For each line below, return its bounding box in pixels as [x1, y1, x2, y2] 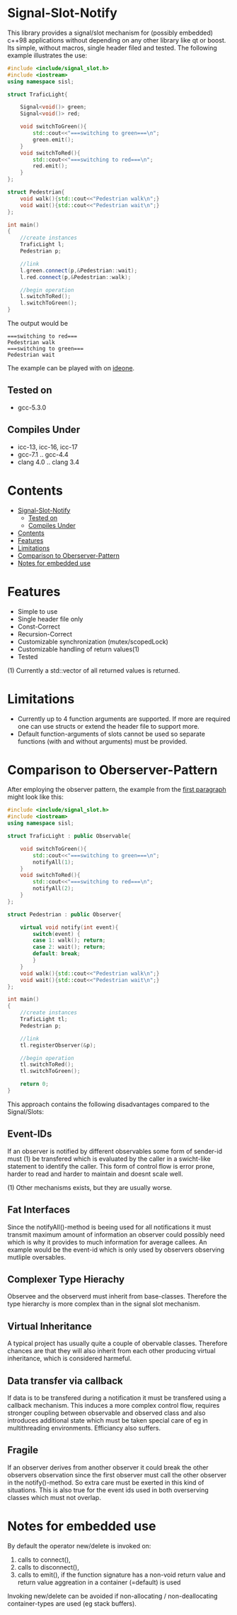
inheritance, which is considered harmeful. [7, 1354, 132, 1363]
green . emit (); [33, 136, 74, 143]
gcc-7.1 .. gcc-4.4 [17, 450, 69, 458]
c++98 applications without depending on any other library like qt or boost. [7, 35, 226, 44]
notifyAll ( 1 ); [33, 859, 74, 866]
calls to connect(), [17, 1555, 71, 1564]
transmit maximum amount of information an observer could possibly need [7, 1230, 225, 1239]
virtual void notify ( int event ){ [20, 924, 119, 931]
